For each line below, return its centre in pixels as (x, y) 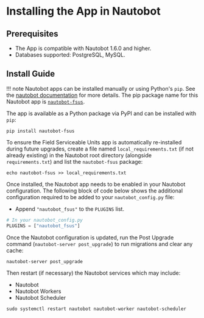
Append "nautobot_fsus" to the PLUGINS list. (70, 209)
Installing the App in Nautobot (83, 11)
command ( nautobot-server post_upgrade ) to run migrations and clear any (100, 244)
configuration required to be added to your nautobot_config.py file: (90, 197)
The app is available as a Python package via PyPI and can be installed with (101, 113)
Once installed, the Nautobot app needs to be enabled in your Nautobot (96, 184)
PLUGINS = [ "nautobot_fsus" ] (43, 226)
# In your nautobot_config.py (45, 220)
